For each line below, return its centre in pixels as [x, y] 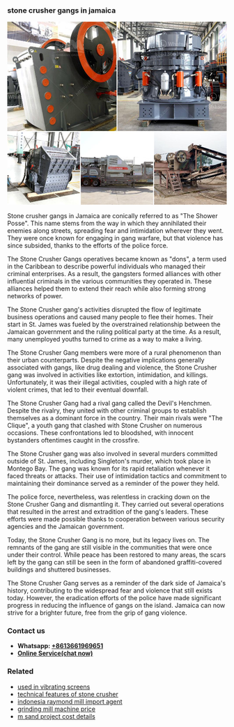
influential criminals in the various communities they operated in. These [110, 281]
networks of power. [35, 296]
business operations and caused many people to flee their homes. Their [110, 316]
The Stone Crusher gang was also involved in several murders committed [112, 453]
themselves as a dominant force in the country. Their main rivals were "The [115, 418]
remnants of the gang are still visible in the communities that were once [110, 547]
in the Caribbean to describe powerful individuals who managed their [107, 266]
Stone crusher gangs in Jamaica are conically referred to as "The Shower [112, 215]
